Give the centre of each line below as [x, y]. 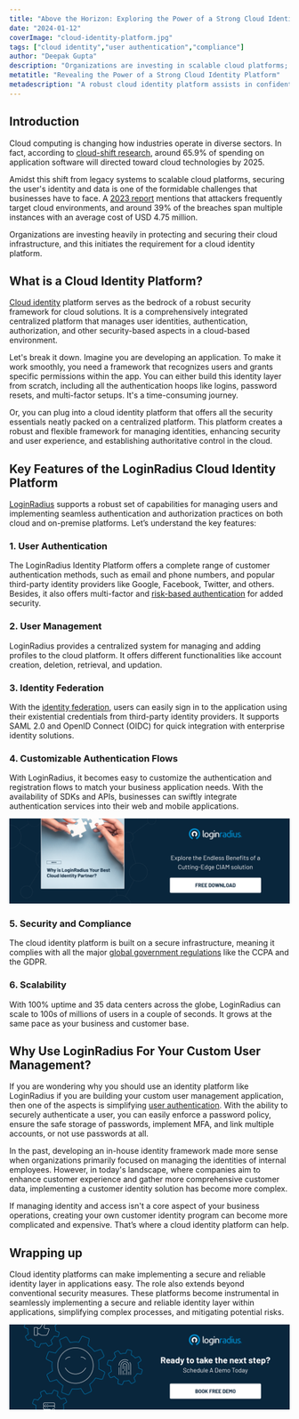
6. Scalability [38, 985]
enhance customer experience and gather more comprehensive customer [145, 1180]
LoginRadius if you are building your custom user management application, [146, 1096]
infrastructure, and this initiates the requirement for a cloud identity [132, 244]
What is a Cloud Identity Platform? [106, 281]
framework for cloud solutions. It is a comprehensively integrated [129, 312]
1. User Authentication [59, 546]
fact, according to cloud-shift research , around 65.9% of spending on [137, 152]
